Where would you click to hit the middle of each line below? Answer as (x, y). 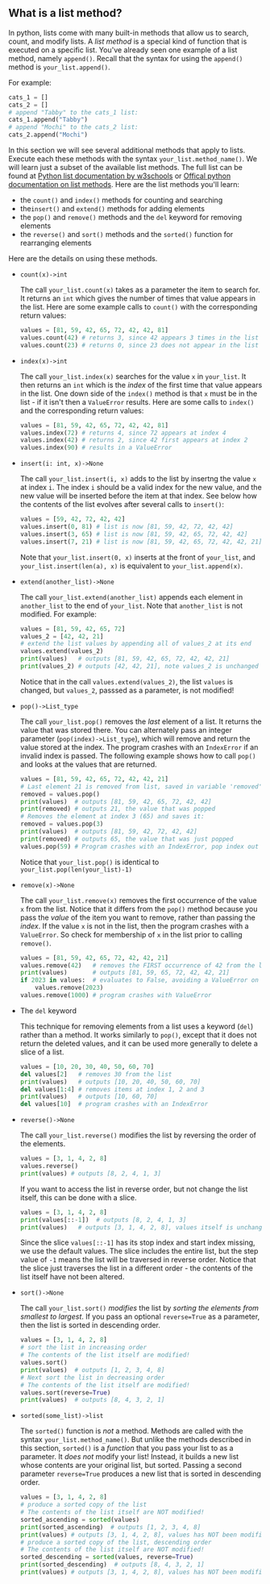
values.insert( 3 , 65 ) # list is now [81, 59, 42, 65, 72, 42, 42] (134, 534)
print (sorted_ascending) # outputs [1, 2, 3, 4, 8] (110, 1527)
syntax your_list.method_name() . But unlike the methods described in (135, 1440)
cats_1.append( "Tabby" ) (48, 120)
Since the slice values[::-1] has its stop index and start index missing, (137, 1243)
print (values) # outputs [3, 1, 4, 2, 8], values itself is (127, 1227)
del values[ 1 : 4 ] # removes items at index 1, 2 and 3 (112, 1089)
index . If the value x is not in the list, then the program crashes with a (134, 925)
